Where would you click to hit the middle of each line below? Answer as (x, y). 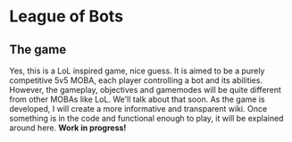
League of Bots (66, 17)
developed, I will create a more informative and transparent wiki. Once (138, 109)
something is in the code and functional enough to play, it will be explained (146, 118)
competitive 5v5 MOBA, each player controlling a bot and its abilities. (136, 80)
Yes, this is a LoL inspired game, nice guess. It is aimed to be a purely (137, 71)
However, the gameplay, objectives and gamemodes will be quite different (145, 90)
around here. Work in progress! (68, 128)
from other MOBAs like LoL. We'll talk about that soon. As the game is (137, 99)
